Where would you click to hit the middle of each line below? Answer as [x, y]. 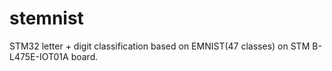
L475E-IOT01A [39, 56]
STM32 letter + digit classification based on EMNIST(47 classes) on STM [160, 46]
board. [84, 56]
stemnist [46, 18]
